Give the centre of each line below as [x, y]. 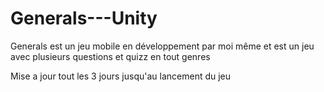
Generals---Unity [84, 18]
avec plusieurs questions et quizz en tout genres [110, 56]
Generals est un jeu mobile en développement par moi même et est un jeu [162, 46]
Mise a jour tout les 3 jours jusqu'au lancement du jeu [121, 76]
